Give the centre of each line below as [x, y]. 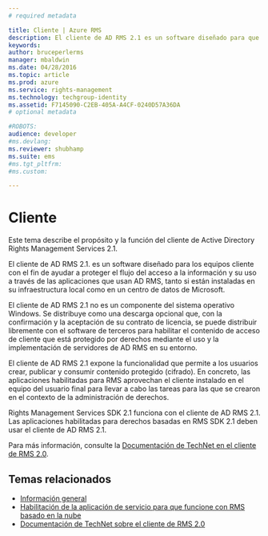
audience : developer [43, 134]
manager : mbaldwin [39, 60]
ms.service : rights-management [60, 90]
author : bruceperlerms [46, 53]
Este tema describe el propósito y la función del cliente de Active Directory [132, 240]
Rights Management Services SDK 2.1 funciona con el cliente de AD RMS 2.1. [134, 413]
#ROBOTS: [23, 127]
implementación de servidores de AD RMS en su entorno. [103, 348]
